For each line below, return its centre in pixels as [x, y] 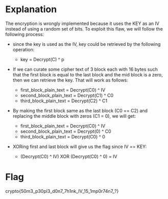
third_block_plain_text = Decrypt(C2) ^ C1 [64, 101]
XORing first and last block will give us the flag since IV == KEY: [80, 147]
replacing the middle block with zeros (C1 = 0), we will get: [74, 116]
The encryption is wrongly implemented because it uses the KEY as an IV [82, 23]
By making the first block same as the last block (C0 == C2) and [80, 110]
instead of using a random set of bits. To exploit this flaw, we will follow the [84, 29]
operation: [23, 49]
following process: [25, 34]
